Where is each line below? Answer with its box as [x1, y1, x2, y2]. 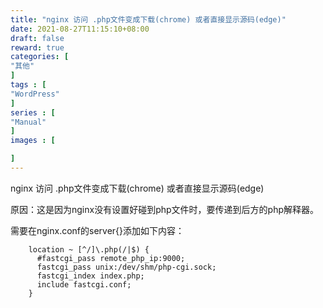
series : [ [10, 107, 56, 118]
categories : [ [10, 52, 70, 62]
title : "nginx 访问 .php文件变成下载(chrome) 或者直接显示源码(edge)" [10, 14, 287, 25]
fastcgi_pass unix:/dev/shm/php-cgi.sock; [36, 262, 217, 272]
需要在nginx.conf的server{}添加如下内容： [10, 224, 185, 236]
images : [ [10, 136, 56, 146]
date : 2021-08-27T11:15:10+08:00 [10, 24, 150, 34]
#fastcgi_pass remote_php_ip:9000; [36, 253, 186, 263]
